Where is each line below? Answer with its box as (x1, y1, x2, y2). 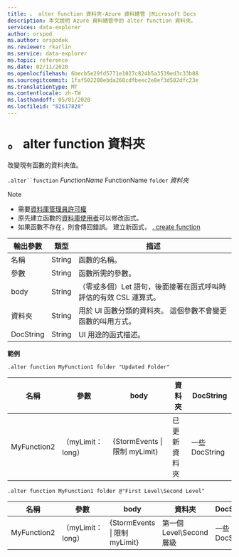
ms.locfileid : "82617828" (7, 103, 84, 110)
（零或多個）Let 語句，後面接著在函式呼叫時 (78, 282, 226, 292)
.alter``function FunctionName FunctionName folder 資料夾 (7, 176, 189, 184)
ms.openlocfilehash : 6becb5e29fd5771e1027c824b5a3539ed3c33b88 (7, 70, 199, 77)
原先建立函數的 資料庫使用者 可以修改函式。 (17, 213, 143, 222)
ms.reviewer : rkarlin (7, 43, 72, 51)
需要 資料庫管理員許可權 (17, 204, 87, 213)
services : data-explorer (7, 23, 81, 31)
